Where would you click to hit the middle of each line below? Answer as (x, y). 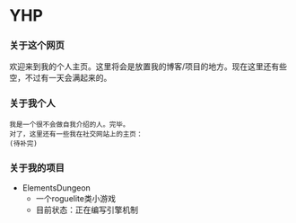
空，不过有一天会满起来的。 (61, 78)
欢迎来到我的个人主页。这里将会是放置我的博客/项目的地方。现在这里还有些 (148, 67)
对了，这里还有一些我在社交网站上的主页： (76, 134)
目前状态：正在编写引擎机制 (87, 210)
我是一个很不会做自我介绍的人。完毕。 (70, 124)
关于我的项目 (37, 167)
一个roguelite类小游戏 (76, 199)
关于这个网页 (37, 46)
